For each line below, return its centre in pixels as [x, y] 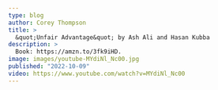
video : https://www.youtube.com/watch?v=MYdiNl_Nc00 [97, 74]
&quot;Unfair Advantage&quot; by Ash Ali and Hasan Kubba [113, 37]
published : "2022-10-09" [49, 67]
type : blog [26, 15]
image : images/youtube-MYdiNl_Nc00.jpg [74, 59]
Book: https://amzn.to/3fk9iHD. [69, 52]
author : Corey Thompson [47, 23]
